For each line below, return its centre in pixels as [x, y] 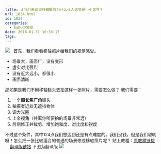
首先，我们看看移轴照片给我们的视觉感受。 [56, 51]
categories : [17, 23]
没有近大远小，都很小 [33, 73]
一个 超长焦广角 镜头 [31, 100]
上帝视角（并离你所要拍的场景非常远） [50, 118]
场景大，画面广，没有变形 [38, 61]
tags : [10, 37]
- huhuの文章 [21, 28]
